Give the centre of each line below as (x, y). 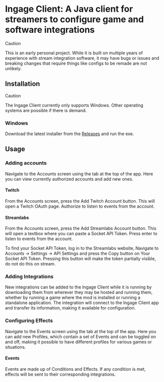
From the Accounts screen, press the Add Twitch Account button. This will (80, 201)
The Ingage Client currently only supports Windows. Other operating (74, 105)
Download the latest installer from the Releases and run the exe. (70, 134)
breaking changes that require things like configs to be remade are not (76, 63)
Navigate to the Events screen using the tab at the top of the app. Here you (81, 331)
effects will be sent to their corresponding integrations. (60, 374)
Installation (23, 84)
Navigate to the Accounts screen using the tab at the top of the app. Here (79, 174)
